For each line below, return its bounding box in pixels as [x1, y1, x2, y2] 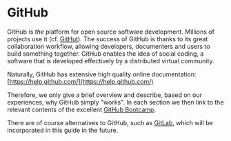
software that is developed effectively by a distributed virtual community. [7, 56, 215, 65]
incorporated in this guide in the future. [7, 126, 119, 134]
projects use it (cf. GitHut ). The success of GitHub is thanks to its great [7, 34, 208, 43]
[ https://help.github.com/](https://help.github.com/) [7, 77, 154, 85]
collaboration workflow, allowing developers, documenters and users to [7, 42, 210, 50]
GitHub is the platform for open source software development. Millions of [7, 28, 215, 36]
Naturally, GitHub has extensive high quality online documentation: [7, 70, 197, 78]
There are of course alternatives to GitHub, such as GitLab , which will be [7, 118, 214, 127]
